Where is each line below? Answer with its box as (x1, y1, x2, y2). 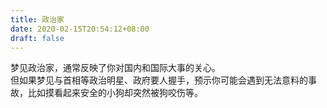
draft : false (10, 33, 65, 43)
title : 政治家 (10, 14, 65, 25)
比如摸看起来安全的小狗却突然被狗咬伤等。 (27, 87, 203, 99)
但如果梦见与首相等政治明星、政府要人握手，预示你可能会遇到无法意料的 (10, 74, 308, 86)
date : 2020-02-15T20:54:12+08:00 (10, 24, 150, 34)
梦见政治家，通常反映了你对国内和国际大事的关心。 (10, 62, 221, 74)
